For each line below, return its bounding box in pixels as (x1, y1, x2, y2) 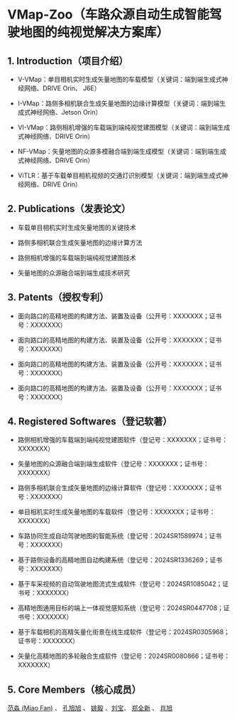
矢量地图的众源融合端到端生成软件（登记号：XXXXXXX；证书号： (17, 460, 209, 468)
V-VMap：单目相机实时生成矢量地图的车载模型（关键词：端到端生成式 (17, 75, 222, 83)
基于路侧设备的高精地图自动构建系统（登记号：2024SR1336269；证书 (17, 556, 223, 565)
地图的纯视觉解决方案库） (20, 24, 170, 41)
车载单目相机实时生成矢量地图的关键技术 (17, 223, 136, 231)
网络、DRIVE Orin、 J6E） (23, 84, 101, 93)
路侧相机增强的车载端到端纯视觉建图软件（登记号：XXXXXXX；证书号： (17, 436, 228, 444)
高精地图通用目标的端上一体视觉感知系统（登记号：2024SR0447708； (17, 604, 224, 612)
